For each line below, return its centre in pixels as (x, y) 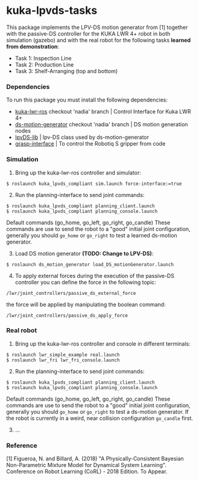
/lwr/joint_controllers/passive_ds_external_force (71, 293)
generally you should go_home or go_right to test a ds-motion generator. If (97, 412)
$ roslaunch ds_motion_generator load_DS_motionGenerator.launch (90, 264)
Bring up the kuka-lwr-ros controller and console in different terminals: (103, 344)
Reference (22, 445)
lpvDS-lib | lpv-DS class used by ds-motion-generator (82, 137)
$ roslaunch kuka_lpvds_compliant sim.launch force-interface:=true (94, 184)
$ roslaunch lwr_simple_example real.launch (63, 355)
